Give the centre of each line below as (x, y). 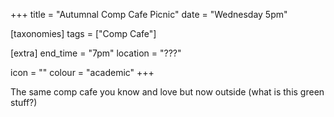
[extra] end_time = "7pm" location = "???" (96, 53)
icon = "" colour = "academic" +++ (82, 72)
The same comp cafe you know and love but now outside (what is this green (167, 92)
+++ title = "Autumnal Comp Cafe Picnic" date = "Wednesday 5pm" (149, 14)
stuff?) (24, 102)
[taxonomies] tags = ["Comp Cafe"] (83, 33)
